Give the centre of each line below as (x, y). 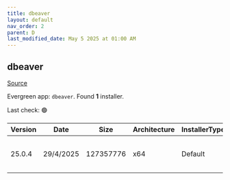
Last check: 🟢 (27, 110)
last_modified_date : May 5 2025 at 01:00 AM (72, 39)
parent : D (21, 33)
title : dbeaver (29, 13)
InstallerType (203, 129)
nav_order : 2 (26, 26)
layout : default (30, 20)
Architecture (154, 129)
